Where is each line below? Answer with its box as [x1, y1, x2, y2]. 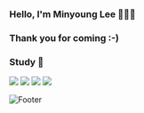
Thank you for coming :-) [9, 31, 120, 44]
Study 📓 [9, 55, 44, 68]
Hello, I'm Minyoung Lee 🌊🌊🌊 [9, 8, 136, 20]
